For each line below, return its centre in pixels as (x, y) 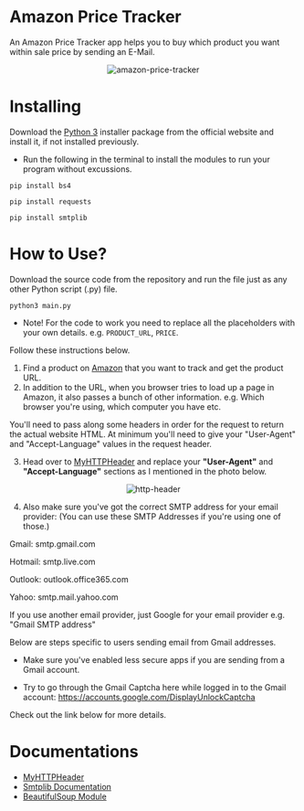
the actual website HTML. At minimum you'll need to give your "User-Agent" (153, 434)
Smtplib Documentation (67, 786)
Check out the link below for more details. (88, 714)
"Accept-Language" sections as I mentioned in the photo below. (145, 471)
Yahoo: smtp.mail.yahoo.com (64, 597)
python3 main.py (40, 305)
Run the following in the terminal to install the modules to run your (147, 159)
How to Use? (58, 254)
